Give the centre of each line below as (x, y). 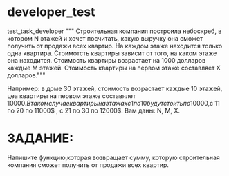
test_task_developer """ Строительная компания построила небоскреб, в (114, 31)
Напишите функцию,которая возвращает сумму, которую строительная (113, 157)
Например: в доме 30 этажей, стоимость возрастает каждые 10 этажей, (115, 88)
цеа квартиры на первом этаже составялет (72, 96)
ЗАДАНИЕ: (40, 138)
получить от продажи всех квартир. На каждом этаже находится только (115, 46)
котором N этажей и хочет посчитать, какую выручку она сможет (105, 38)
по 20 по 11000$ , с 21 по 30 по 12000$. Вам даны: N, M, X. (93, 110)
